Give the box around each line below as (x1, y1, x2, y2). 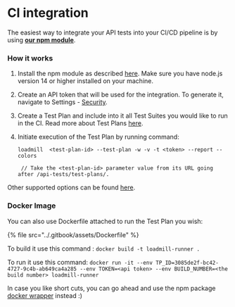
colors (17, 153, 37, 160)
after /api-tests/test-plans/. (17, 171, 110, 178)
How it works (7, 53, 53, 63)
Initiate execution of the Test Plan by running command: (17, 132, 179, 142)
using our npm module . (7, 35, 76, 44)
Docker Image (7, 201, 56, 211)
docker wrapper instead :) (7, 291, 83, 300)
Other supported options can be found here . (7, 183, 136, 192)
